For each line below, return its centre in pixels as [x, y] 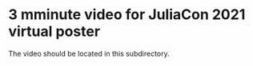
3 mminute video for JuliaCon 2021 [127, 15]
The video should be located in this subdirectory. [89, 53]
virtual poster [54, 31]
